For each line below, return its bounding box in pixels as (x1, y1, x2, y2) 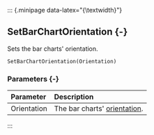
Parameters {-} (7, 74, 59, 84)
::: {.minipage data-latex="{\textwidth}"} (7, 6, 123, 14)
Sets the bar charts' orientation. (7, 45, 99, 53)
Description (54, 92, 94, 102)
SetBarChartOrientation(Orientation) (7, 58, 117, 65)
